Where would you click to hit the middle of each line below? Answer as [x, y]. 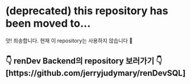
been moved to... [48, 23]
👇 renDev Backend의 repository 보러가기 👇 [84, 61]
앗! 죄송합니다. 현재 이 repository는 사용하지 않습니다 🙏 [69, 40]
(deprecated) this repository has [87, 11]
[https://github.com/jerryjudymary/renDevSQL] [96, 73]
